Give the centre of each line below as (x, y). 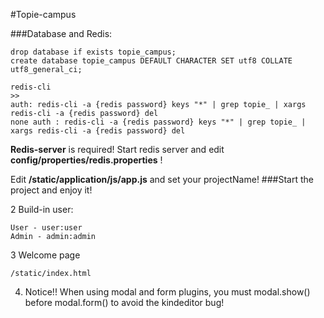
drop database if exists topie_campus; (93, 52)
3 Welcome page (45, 255)
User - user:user (46, 228)
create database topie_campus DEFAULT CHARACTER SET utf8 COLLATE (151, 61)
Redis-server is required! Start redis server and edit (117, 149)
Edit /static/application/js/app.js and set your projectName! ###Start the (162, 179)
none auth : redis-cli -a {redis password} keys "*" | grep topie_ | (158, 122)
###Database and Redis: (61, 33)
